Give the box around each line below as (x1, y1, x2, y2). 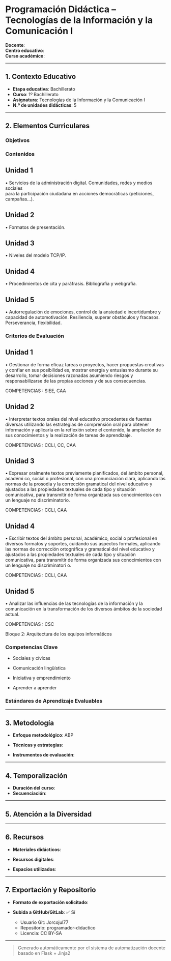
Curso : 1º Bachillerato (12, 91, 59, 97)
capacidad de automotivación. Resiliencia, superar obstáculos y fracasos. (5, 314, 160, 321)
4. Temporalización (5, 771, 68, 780)
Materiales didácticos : (12, 846, 61, 853)
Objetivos (5, 137, 30, 144)
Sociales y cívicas (12, 655, 51, 661)
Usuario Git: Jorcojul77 (20, 919, 69, 925)
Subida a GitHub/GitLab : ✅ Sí (12, 909, 75, 915)
